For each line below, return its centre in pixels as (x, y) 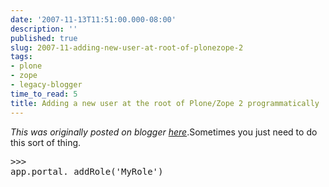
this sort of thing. (46, 142)
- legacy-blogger (46, 85)
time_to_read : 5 (44, 94)
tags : (21, 57)
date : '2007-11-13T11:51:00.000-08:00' (93, 19)
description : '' (44, 29)
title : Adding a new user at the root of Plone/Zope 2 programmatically (165, 103)
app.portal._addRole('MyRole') (87, 171)
